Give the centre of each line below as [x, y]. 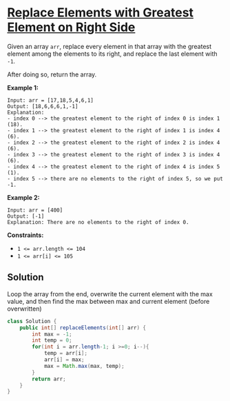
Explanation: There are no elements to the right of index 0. [98, 222]
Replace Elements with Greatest [101, 13]
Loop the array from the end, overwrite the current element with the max [110, 294]
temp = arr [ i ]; [66, 353]
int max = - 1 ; [52, 334]
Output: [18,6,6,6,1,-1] [43, 106]
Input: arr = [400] [35, 210]
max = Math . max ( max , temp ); [84, 366]
